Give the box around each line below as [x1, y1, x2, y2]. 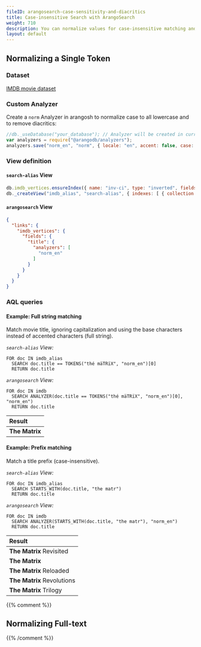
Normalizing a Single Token [6, 53, 111, 64]
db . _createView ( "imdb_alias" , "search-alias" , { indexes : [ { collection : [6, 190, 197, 197]
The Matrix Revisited [9, 547, 69, 555]
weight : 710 [6, 20, 36, 26]
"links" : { [11, 222, 39, 228]
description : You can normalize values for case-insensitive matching [6, 25, 186, 32]
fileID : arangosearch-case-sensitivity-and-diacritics [6, 8, 146, 15]
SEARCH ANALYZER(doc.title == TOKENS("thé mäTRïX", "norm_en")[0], [11, 393, 184, 399]
